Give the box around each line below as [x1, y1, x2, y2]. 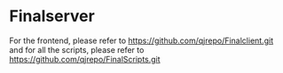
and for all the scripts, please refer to [9, 44, 145, 55]
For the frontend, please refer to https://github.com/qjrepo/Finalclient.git [9, 35, 273, 46]
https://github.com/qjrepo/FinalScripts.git [9, 54, 161, 64]
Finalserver [9, 6, 95, 26]
